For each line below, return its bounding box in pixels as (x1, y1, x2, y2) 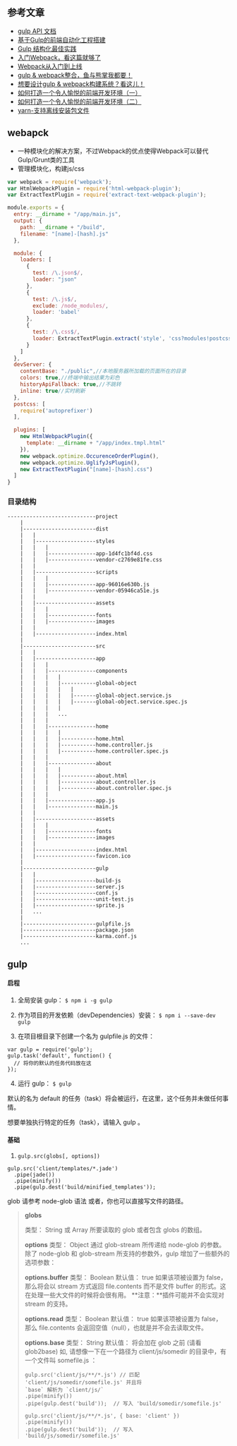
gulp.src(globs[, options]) (17, 1153, 100, 1160)
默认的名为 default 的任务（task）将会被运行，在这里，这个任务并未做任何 (7, 1094, 223, 1102)
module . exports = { (7, 204, 65, 212)
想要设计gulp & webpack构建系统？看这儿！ (17, 80, 145, 88)
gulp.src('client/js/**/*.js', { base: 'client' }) (24, 1413, 180, 1420)
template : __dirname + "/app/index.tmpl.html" (25, 439, 166, 446)
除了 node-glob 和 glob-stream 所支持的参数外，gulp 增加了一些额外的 (24, 1249, 230, 1258)
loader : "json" (32, 276, 78, 283)
